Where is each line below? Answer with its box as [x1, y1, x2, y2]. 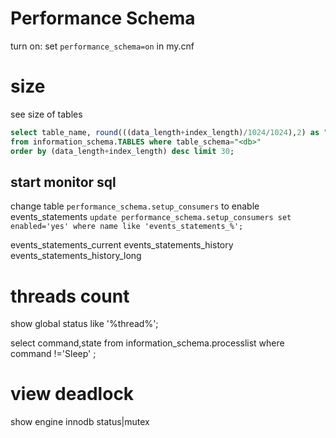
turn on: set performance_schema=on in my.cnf [10, 40, 195, 52]
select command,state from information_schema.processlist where [10, 337, 285, 349]
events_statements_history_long [10, 250, 142, 262]
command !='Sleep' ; [10, 348, 97, 360]
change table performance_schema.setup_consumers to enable [10, 200, 260, 212]
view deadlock [10, 383, 135, 406]
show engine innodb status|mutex [10, 416, 150, 428]
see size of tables [10, 108, 83, 120]
